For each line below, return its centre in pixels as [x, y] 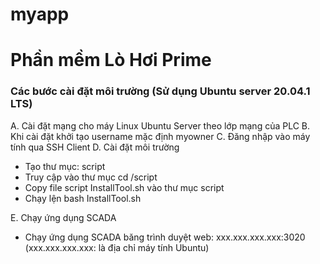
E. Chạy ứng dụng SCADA [63, 217]
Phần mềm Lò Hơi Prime [111, 60]
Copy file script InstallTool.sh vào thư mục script [124, 187]
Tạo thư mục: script [65, 166]
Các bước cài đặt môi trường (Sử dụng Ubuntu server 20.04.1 [160, 91]
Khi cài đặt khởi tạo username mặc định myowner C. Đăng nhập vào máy [160, 136]
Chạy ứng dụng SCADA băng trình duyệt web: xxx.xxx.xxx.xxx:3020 [165, 237]
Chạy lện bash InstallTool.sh [83, 198]
